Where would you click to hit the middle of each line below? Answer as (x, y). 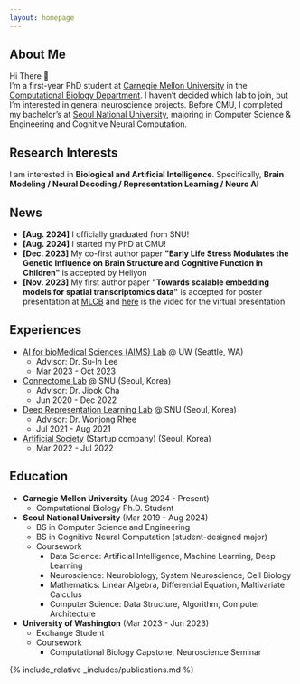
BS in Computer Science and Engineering (113, 527)
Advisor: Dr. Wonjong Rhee (86, 419)
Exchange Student (70, 632)
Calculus (66, 594)
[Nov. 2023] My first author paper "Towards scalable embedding (145, 282)
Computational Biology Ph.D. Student (105, 508)
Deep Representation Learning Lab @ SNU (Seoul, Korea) (129, 409)
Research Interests (64, 152)
